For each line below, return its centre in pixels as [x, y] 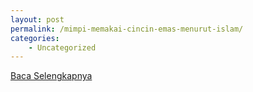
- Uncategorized [62, 47]
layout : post [37, 19]
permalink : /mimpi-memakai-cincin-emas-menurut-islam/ [127, 29]
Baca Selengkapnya [51, 76]
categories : [35, 38]
